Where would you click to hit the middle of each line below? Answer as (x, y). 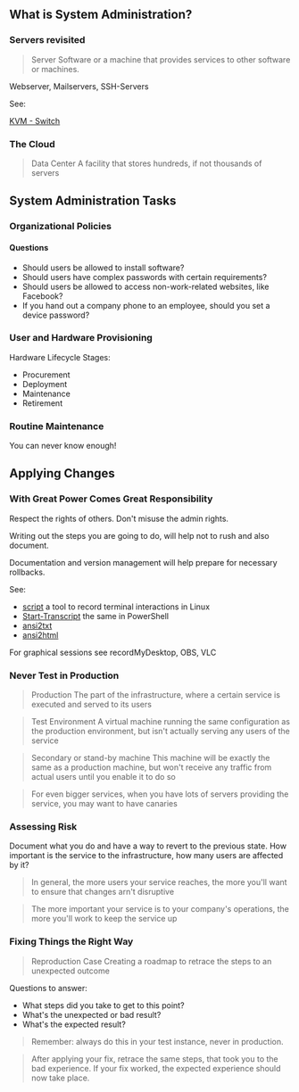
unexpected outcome (70, 971)
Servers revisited (47, 40)
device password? (56, 315)
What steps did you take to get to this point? (103, 1005)
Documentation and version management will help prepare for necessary (144, 562)
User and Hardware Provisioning (81, 338)
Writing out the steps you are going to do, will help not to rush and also (139, 535)
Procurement (46, 375)
